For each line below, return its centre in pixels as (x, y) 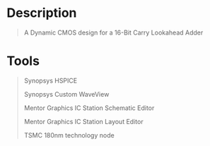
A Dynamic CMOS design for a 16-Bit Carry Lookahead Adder (113, 32)
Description (42, 13)
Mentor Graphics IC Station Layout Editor (83, 121)
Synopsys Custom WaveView (66, 94)
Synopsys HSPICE (51, 80)
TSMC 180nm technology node (69, 135)
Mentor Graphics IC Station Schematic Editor (89, 108)
